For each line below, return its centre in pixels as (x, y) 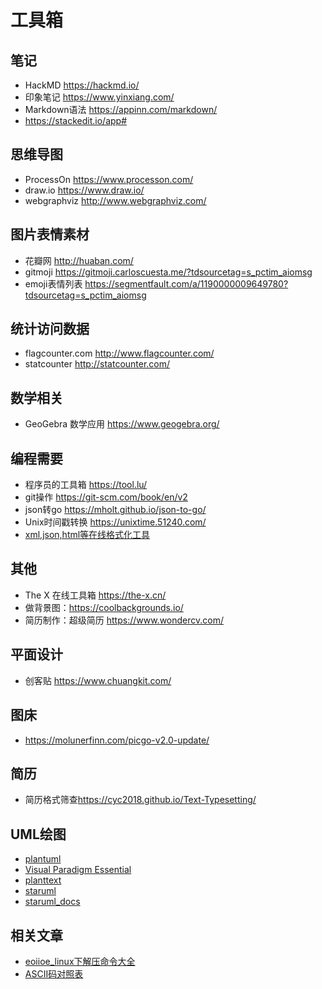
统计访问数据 (50, 329)
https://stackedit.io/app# (76, 120)
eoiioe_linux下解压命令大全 (80, 961)
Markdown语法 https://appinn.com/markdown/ (121, 109)
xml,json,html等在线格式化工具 (87, 535)
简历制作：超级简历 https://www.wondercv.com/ (124, 620)
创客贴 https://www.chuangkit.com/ (98, 680)
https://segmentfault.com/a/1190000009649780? (186, 283)
